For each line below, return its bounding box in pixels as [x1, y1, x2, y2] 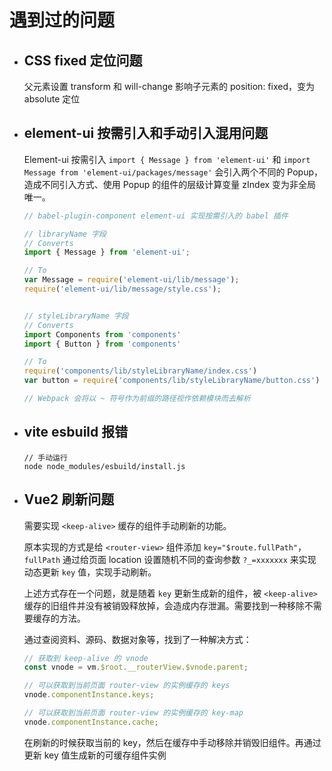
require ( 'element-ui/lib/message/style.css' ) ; [23, 284, 222, 295]
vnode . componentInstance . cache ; [23, 717, 159, 727]
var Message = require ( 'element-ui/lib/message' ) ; [23, 275, 240, 285]
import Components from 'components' [23, 329, 182, 340]
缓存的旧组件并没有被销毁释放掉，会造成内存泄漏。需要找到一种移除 [23, 599, 305, 611]
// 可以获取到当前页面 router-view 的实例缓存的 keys [23, 681, 231, 691]
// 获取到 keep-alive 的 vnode [23, 653, 149, 663]
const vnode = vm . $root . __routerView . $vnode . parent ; [23, 662, 249, 673]
